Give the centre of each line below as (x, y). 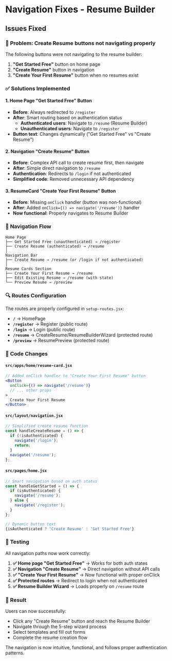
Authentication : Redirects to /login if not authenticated (72, 174)
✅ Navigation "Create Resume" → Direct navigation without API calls (86, 569)
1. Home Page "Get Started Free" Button (49, 101)
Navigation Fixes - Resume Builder (80, 10)
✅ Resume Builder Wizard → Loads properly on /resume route (78, 586)
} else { (19, 501)
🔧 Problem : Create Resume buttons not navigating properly (80, 43)
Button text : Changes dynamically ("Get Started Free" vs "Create (82, 134)
